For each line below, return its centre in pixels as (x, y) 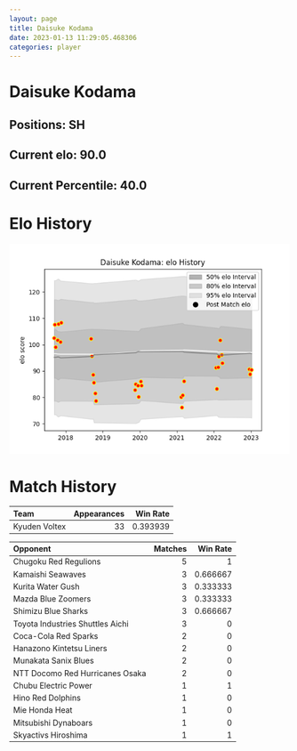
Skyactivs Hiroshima (50, 735)
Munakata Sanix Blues (54, 661)
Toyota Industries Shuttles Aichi (71, 624)
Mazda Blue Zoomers (52, 599)
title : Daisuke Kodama (51, 28)
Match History (63, 486)
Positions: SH (48, 125)
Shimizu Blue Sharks (51, 611)
